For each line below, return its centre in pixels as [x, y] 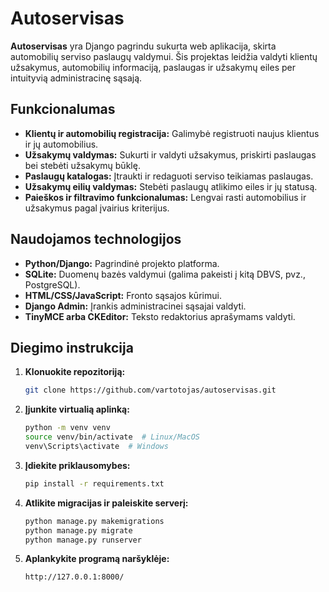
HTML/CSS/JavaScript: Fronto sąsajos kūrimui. [123, 295]
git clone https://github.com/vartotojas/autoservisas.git [150, 390]
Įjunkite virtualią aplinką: [77, 409]
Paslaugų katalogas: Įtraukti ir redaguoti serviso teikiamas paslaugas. [169, 176]
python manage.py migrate [78, 530]
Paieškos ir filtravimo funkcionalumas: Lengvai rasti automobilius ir [165, 197]
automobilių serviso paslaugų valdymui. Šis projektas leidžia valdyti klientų [164, 56]
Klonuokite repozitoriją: [75, 372]
